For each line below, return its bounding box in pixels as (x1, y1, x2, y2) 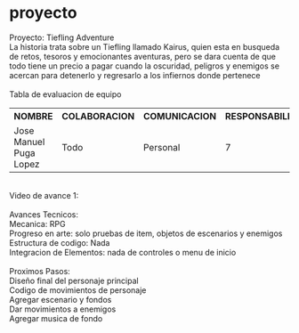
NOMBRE (13, 110, 53, 122)
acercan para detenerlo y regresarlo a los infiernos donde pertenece (9, 69, 261, 80)
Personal (142, 141, 181, 153)
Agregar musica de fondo (9, 313, 103, 323)
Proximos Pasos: (9, 265, 71, 276)
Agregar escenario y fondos (9, 294, 112, 305)
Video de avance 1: (9, 190, 79, 200)
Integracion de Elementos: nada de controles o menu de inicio (9, 247, 237, 257)
